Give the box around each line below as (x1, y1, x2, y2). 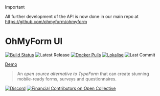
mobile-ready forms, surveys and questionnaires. (17, 76, 116, 82)
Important (5, 4, 25, 10)
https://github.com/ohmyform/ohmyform (5, 19, 87, 24)
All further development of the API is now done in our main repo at (5, 14, 138, 19)
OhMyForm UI (5, 36, 63, 47)
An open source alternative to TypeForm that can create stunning (17, 71, 149, 77)
